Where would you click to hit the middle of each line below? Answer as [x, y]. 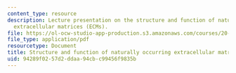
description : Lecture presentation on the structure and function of [111, 20]
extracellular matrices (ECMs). [61, 26]
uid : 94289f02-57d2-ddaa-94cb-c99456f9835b [72, 59]
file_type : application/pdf [48, 40]
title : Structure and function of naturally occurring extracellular [111, 53]
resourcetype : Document [42, 46]
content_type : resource [42, 14]
